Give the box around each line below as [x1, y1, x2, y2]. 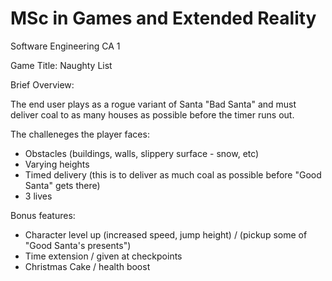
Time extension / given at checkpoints [24, 250, 183, 262]
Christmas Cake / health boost [24, 260, 151, 272]
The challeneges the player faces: [10, 128, 150, 140]
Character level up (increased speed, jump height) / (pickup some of [24, 228, 308, 241]
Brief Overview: [10, 78, 75, 91]
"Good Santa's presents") [24, 239, 132, 251]
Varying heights [24, 158, 90, 170]
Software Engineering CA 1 [10, 40, 121, 52]
